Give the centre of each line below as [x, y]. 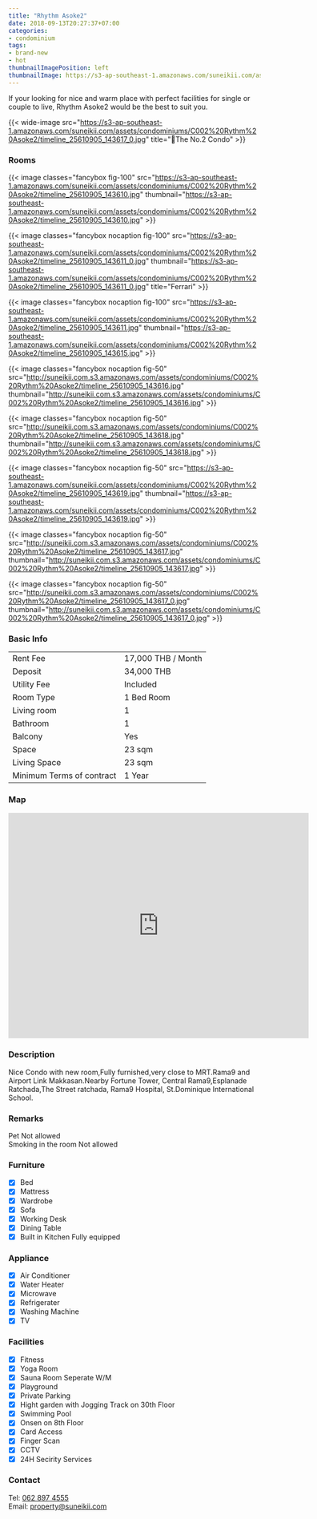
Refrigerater [40, 1303]
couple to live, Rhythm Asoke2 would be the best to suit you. [108, 107]
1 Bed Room [147, 698]
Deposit [27, 671]
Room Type [34, 698]
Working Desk [43, 1219]
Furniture [27, 1165]
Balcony [28, 736]
